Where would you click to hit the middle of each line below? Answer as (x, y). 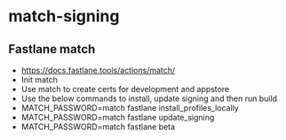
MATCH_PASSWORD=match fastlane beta (98, 127)
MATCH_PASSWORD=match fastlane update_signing (118, 117)
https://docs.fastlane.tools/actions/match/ (98, 70)
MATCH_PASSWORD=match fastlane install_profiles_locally (130, 108)
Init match (40, 80)
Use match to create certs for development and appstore (125, 89)
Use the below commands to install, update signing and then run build (149, 98)
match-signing (64, 16)
